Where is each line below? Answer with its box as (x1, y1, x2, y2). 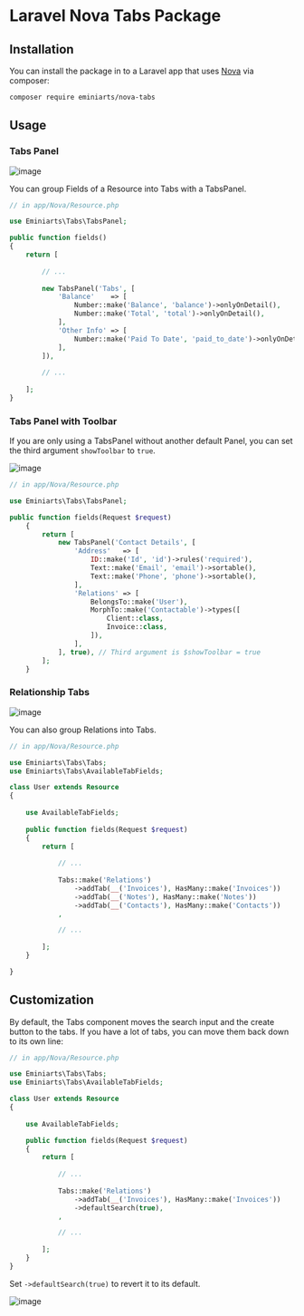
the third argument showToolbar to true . (9, 445, 156, 456)
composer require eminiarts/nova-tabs (9, 92, 156, 102)
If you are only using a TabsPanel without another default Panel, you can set (9, 436, 293, 447)
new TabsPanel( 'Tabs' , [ (42, 284, 136, 293)
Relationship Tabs (9, 686, 90, 699)
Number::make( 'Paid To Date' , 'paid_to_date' (73, 334, 249, 344)
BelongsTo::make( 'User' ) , (90, 597, 188, 606)
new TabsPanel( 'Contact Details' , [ (57, 538, 196, 547)
